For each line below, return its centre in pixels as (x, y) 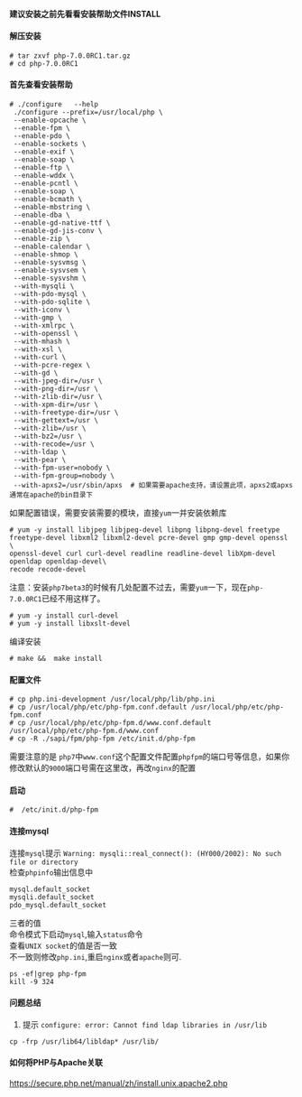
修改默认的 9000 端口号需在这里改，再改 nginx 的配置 (103, 768)
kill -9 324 (32, 981)
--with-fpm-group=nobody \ (64, 476)
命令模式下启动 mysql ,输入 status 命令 (76, 934)
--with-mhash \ (41, 341)
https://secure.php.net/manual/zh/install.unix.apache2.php (119, 1083)
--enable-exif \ (44, 152)
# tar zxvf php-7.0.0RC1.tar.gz (70, 56)
